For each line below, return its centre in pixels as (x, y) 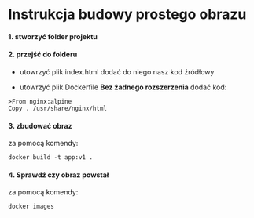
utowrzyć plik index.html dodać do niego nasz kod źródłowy (117, 71)
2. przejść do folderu (43, 54)
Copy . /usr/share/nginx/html (58, 108)
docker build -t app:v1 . (50, 158)
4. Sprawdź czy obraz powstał (59, 175)
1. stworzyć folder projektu (53, 36)
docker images (31, 207)
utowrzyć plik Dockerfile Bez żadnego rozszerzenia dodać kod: (123, 87)
